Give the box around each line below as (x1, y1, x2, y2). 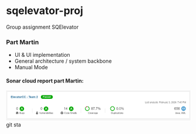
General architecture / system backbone (14, 57, 112, 65)
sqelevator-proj (6, 4, 84, 18)
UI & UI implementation (14, 51, 70, 59)
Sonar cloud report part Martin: (6, 77, 84, 84)
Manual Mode (14, 64, 48, 71)
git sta (6, 121, 22, 128)
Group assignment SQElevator (6, 23, 79, 30)
